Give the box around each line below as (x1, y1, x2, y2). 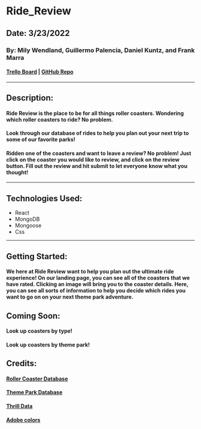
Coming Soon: (6, 311, 61, 321)
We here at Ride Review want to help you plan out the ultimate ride (6, 268, 175, 275)
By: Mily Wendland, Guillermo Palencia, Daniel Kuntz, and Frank (6, 46, 195, 54)
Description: (6, 93, 54, 103)
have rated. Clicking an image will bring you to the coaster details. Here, (6, 281, 188, 288)
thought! (6, 169, 29, 176)
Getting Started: (6, 251, 68, 261)
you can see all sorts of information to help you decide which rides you (6, 287, 186, 294)
